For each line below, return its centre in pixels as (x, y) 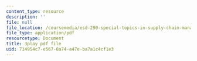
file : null (19, 22)
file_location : (25, 28)
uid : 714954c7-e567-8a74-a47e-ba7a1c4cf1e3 (60, 49)
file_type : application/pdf (40, 33)
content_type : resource (35, 11)
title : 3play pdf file (34, 44)
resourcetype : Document (35, 38)
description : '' (26, 17)
